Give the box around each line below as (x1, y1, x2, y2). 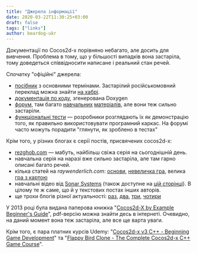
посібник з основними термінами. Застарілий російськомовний (14, 82, 176, 89)
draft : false (6, 19, 38, 25)
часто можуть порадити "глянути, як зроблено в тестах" (14, 126, 158, 133)
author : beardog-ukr (6, 31, 57, 37)
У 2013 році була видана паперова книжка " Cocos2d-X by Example (6, 204, 174, 211)
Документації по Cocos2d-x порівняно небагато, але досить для (6, 47, 169, 54)
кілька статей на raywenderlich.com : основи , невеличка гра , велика (14, 167, 186, 175)
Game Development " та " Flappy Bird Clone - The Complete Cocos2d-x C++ (6, 234, 191, 242)
